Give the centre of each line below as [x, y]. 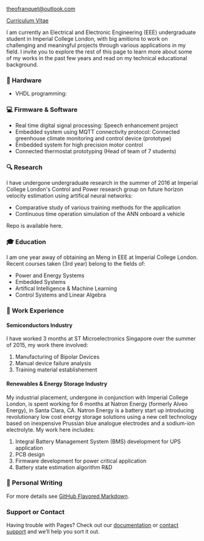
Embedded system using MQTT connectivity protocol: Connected [97, 132]
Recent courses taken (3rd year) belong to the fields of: [76, 264]
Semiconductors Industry [40, 325]
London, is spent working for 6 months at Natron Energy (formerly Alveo [97, 404]
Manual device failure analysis [53, 364]
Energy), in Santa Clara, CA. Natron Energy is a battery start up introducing [100, 410]
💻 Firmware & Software [42, 110]
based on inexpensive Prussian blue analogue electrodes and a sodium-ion [100, 423]
